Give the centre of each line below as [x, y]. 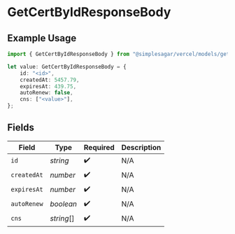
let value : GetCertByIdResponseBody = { [67, 67]
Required [99, 147]
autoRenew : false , [47, 93]
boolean [64, 204]
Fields [21, 128]
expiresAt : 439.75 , [48, 86]
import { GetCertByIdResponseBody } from [69, 54]
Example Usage [42, 38]
